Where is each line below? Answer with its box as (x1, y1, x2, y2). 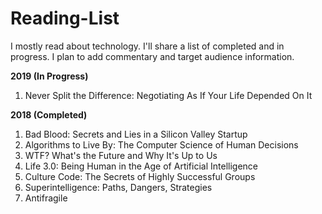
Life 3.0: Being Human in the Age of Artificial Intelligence (24, 160, 258, 172)
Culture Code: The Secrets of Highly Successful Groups (24, 170, 256, 182)
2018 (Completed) (10, 108, 88, 121)
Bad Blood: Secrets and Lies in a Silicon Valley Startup (24, 128, 248, 140)
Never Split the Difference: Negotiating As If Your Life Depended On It (24, 89, 313, 101)
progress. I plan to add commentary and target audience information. (10, 50, 295, 62)
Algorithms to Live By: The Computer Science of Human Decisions (24, 138, 299, 151)
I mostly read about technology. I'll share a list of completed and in (10, 40, 285, 52)
